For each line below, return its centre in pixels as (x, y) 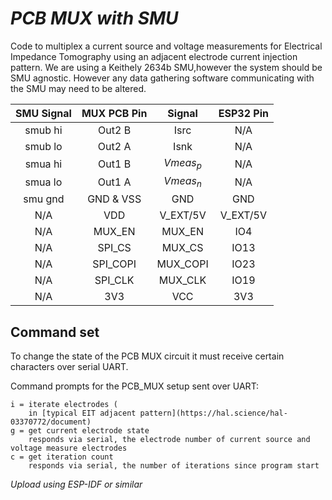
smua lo (43, 182)
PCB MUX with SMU (94, 18)
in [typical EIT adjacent (82, 413)
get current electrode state (89, 431)
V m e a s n (182, 182)
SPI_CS (114, 248)
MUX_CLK (182, 280)
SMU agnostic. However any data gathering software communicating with (162, 78)
